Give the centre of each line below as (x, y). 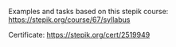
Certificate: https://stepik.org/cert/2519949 (79, 35)
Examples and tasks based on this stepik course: (88, 11)
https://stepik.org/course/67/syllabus (69, 20)
